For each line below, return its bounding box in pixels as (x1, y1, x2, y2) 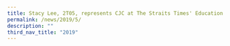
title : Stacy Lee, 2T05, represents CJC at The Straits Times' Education (7, 9, 224, 17)
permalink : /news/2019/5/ (7, 16, 81, 23)
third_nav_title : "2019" (7, 28, 79, 36)
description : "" (7, 22, 54, 29)
